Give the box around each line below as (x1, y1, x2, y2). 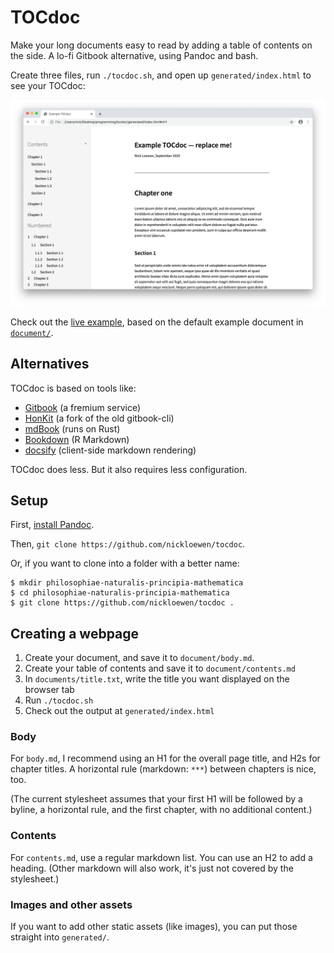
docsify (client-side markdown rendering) (24, 444, 197, 456)
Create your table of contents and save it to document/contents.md (24, 662, 296, 675)
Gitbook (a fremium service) (24, 401, 142, 413)
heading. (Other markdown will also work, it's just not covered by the (10, 862, 294, 874)
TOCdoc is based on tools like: (10, 382, 137, 394)
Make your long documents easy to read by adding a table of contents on (10, 39, 313, 51)
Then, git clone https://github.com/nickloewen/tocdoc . (10, 538, 246, 550)
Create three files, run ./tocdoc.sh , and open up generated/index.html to (10, 69, 312, 81)
